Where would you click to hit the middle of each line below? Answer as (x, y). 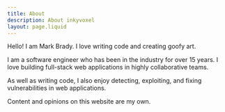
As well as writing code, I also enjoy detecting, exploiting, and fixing (104, 81)
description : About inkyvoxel (51, 20)
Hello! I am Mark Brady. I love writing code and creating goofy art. (102, 47)
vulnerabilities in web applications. (57, 88)
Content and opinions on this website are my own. (79, 102)
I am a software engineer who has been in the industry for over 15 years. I (113, 60)
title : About (26, 14)
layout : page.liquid (37, 26)
